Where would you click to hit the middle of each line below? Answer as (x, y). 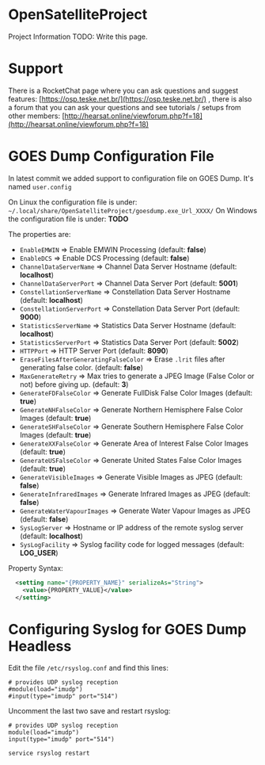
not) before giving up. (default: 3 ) (74, 384)
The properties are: (40, 234)
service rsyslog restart (49, 754)
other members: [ (36, 116)
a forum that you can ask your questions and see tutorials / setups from (125, 107)
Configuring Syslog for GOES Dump (127, 629)
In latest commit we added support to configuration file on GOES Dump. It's (131, 178)
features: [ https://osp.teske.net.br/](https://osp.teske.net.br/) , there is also (130, 99)
